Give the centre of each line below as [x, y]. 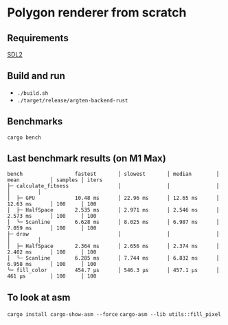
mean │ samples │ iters [55, 180]
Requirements [38, 38]
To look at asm [39, 297]
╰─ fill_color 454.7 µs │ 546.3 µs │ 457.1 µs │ [113, 270]
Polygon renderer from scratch [97, 13]
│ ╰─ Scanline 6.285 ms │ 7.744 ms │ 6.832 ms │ [113, 258]
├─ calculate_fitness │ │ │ [113, 186]
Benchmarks [35, 122]
